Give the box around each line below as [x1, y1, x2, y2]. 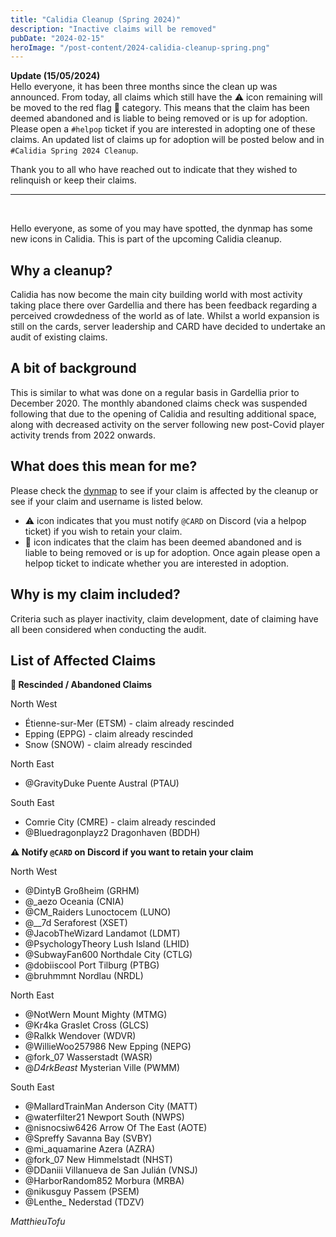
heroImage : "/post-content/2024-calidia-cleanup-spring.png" [10, 42, 271, 53]
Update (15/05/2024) [10, 70, 101, 82]
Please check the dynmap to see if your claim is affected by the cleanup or [10, 484, 319, 496]
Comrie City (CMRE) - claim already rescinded [24, 816, 216, 828]
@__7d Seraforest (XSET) [24, 917, 128, 929]
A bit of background [10, 360, 137, 377]
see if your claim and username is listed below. [10, 495, 203, 507]
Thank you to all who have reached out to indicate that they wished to [10, 164, 298, 176]
